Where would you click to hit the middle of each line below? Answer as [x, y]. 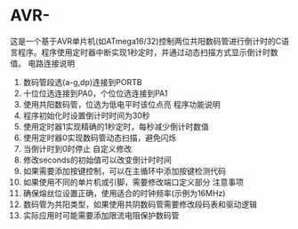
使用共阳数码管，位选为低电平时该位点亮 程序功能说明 [121, 104]
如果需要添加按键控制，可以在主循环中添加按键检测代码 [124, 170]
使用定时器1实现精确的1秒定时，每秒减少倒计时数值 [116, 126]
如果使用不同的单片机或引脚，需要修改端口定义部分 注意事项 [133, 182]
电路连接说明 [51, 63]
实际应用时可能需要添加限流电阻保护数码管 [101, 215]
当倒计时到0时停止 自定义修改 [77, 148]
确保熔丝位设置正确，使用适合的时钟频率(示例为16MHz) [124, 193]
